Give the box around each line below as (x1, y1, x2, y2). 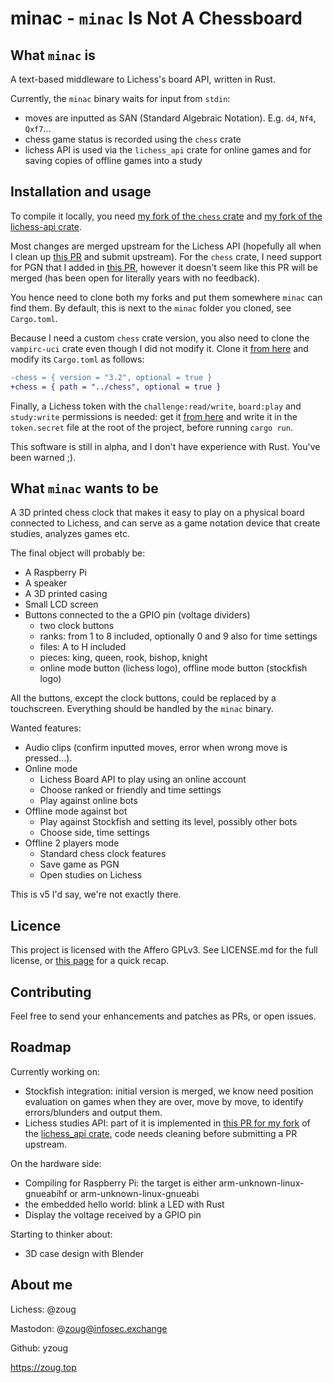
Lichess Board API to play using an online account (39, 773, 247, 786)
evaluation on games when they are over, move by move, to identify (24, 1095, 304, 1107)
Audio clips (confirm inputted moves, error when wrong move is (24, 742, 288, 754)
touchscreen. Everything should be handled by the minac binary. (10, 703, 274, 715)
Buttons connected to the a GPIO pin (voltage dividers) (24, 609, 251, 621)
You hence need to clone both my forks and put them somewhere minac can (10, 291, 323, 303)
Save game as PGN (39, 858, 120, 871)
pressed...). (24, 752, 73, 764)
